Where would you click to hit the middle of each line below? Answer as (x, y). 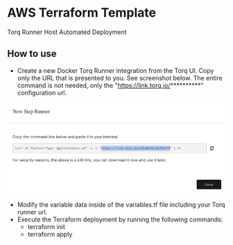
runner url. (32, 212)
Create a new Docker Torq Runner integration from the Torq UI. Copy (115, 70)
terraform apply (50, 235)
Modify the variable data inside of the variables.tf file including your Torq (121, 205)
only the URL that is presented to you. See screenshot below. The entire (120, 78)
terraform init (46, 227)
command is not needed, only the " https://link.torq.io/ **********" (110, 85)
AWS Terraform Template (82, 13)
